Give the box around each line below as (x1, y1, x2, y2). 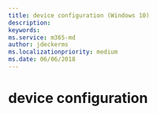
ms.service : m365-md (8, 33, 77, 42)
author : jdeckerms (8, 41, 69, 49)
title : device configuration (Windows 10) (8, 11, 150, 20)
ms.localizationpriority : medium (8, 48, 118, 56)
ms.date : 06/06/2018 (8, 56, 77, 64)
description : (8, 19, 51, 27)
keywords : (8, 26, 41, 34)
